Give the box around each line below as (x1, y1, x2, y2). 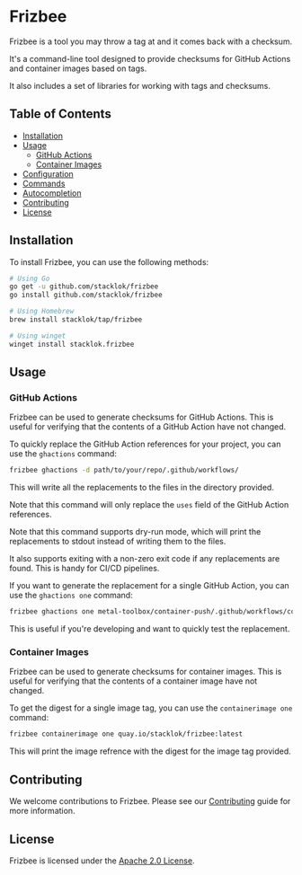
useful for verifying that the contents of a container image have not (9, 676, 258, 686)
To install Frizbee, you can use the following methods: (9, 256, 209, 267)
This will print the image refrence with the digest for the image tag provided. (9, 746, 291, 756)
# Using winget (9, 331, 67, 340)
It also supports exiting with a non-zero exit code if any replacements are (9, 553, 280, 564)
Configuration (22, 168, 74, 179)
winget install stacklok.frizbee (9, 340, 135, 349)
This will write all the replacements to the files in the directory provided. (9, 482, 274, 493)
